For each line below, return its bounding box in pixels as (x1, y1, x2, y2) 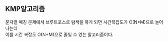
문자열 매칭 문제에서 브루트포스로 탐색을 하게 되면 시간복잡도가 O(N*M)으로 (5, 19, 154, 25)
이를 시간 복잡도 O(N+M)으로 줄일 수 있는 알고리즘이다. (5, 31, 114, 37)
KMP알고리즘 (5, 4, 45, 13)
